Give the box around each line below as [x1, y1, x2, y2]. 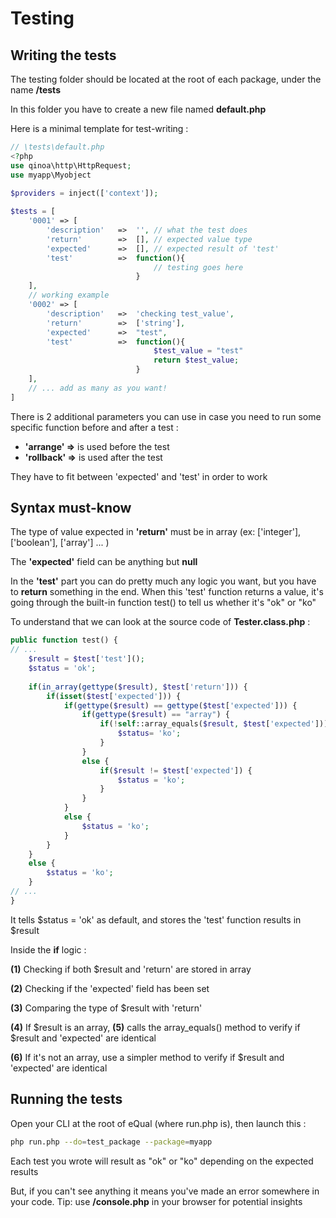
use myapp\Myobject [10, 170, 92, 180]
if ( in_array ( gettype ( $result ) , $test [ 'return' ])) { [28, 682, 248, 692]
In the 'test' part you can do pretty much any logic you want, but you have [10, 575, 317, 587]
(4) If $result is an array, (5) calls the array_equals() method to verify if [10, 1021, 301, 1033]
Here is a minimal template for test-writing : [10, 123, 189, 134]
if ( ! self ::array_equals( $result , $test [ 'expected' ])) [99, 719, 329, 729]
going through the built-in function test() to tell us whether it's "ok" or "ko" [10, 597, 317, 609]
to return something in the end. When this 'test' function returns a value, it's [10, 586, 324, 598]
